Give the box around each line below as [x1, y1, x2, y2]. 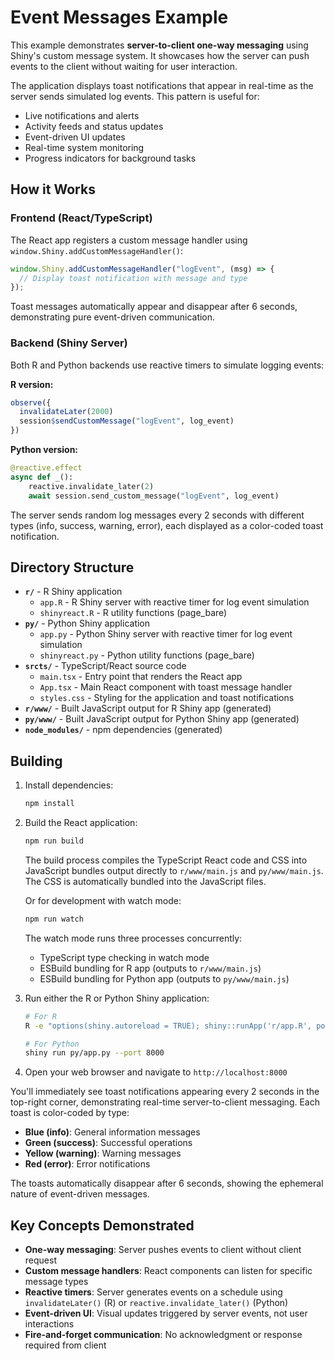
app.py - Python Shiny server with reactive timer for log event [39, 628, 293, 640]
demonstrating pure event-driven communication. [10, 311, 216, 323]
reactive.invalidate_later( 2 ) [28, 481, 155, 491]
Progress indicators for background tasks [24, 152, 197, 164]
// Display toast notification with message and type [19, 273, 248, 283]
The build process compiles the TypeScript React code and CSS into [24, 854, 308, 866]
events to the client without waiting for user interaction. [10, 60, 238, 72]
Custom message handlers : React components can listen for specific [24, 1265, 313, 1277]
